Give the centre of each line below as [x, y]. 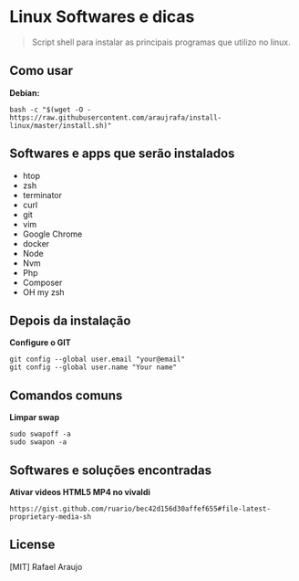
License [32, 545]
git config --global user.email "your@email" [97, 359]
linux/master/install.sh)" [61, 125]
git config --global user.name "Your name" [93, 367]
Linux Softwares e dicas [102, 17]
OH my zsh [44, 292]
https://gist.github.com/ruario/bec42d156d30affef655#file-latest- [140, 509]
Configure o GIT [40, 343]
